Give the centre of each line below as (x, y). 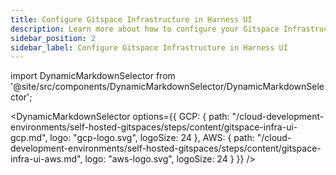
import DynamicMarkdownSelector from (93, 76)
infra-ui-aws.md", (46, 159)
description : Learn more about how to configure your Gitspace (145, 29)
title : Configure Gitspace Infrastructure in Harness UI (131, 19)
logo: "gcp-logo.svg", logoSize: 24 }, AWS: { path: (152, 138)
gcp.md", (29, 138)
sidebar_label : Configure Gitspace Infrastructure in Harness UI (149, 47)
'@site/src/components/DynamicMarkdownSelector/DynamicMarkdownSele (167, 87)
